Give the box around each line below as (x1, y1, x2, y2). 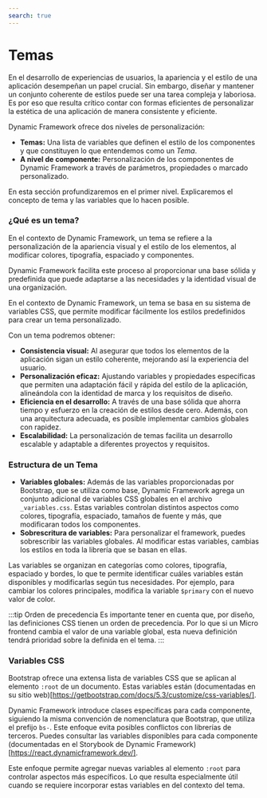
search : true (8, 11, 52, 20)
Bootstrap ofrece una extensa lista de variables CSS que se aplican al (8, 674, 237, 683)
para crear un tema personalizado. (8, 314, 122, 324)
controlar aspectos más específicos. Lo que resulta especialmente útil (8, 772, 238, 782)
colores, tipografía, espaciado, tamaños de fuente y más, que (19, 512, 222, 521)
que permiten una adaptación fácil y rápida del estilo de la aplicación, (19, 380, 249, 389)
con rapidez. (19, 422, 61, 432)
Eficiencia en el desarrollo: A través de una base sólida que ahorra (19, 397, 241, 406)
